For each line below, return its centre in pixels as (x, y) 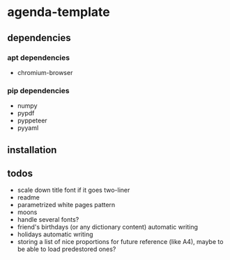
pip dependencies (38, 90)
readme (28, 197)
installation (32, 150)
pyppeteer (32, 121)
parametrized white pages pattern (66, 205)
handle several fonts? (48, 220)
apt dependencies (39, 58)
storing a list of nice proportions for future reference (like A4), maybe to (120, 242)
